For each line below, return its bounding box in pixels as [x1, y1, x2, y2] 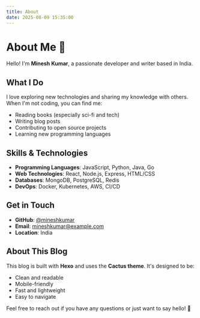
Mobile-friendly [14, 280, 54, 287]
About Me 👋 [6, 40, 66, 54]
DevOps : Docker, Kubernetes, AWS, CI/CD [14, 183, 121, 190]
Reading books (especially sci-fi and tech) [14, 112, 120, 119]
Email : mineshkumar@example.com [14, 223, 104, 230]
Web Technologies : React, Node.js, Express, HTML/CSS [14, 170, 155, 178]
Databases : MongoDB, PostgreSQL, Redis [14, 176, 120, 184]
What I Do [6, 77, 44, 88]
